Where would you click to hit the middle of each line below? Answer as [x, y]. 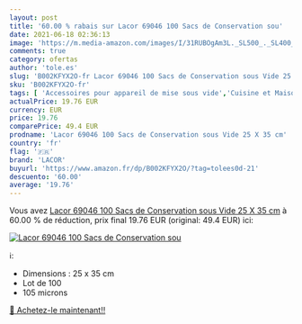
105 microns [45, 292]
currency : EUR [36, 110]
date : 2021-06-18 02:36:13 [60, 34]
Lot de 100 [42, 283]
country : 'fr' [36, 143]
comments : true [38, 51]
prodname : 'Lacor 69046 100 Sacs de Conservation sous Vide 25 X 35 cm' [148, 135]
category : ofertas [44, 59]
